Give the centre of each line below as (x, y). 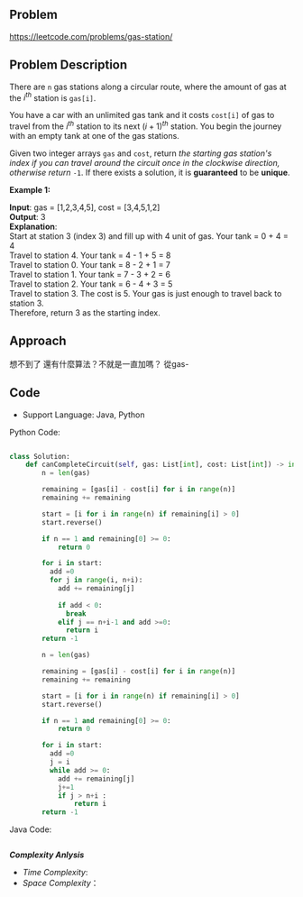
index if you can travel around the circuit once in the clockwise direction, (145, 162)
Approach (38, 341)
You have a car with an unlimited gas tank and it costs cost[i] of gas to (142, 115)
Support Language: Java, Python (83, 415)
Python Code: (35, 432)
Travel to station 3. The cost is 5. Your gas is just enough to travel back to (146, 293)
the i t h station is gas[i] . (53, 96)
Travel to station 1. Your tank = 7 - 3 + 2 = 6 (90, 274)
